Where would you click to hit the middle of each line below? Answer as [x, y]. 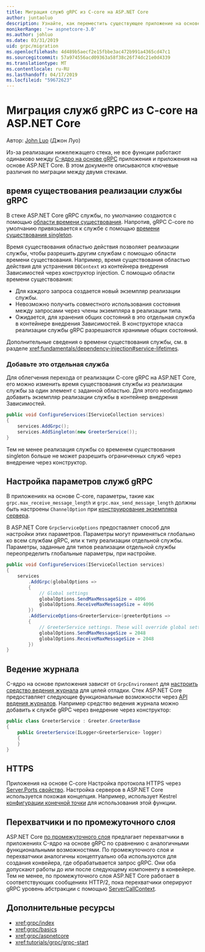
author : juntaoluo [30, 18]
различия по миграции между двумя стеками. [67, 172]
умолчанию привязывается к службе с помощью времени [83, 228]
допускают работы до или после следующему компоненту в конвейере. [101, 869]
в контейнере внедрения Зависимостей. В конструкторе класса [99, 323]
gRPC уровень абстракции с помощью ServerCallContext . [81, 889]
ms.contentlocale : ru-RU [38, 69]
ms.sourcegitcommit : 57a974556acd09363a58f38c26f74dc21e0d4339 [88, 58]
